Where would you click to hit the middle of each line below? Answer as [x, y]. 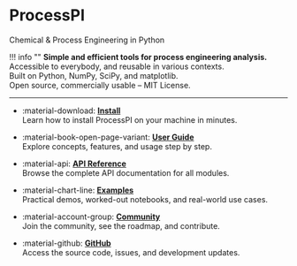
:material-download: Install [71, 110]
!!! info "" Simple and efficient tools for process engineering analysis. [138, 57]
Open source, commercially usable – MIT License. [100, 85]
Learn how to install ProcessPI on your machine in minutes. [129, 119]
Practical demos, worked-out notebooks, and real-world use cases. [145, 199]
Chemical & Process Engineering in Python [87, 40]
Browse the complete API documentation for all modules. [126, 172]
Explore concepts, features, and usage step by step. [117, 146]
